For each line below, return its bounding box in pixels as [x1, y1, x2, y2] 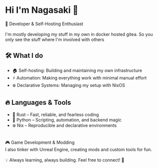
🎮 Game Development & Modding [5, 139, 75, 145]
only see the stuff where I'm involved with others [5, 37, 105, 42]
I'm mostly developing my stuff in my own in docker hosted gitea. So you [5, 31, 153, 37]
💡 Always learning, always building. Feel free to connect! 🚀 [5, 157, 125, 163]
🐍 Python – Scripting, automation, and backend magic [12, 117, 122, 123]
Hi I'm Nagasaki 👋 [5, 4, 79, 16]
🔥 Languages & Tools [5, 98, 72, 107]
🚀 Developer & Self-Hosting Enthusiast [5, 21, 83, 27]
